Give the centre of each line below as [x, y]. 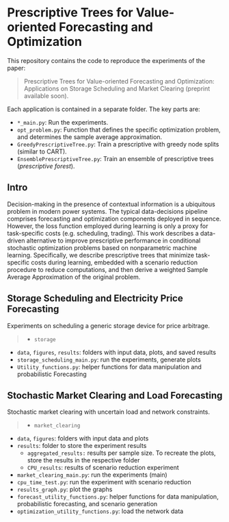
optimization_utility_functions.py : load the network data [100, 511]
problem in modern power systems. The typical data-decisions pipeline [107, 211]
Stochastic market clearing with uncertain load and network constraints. [109, 412]
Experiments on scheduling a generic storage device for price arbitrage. [109, 325]
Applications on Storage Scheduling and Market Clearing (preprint [117, 88]
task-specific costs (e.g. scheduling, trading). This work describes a [103, 233]
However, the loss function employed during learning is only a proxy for [108, 226]
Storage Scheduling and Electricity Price [95, 298]
